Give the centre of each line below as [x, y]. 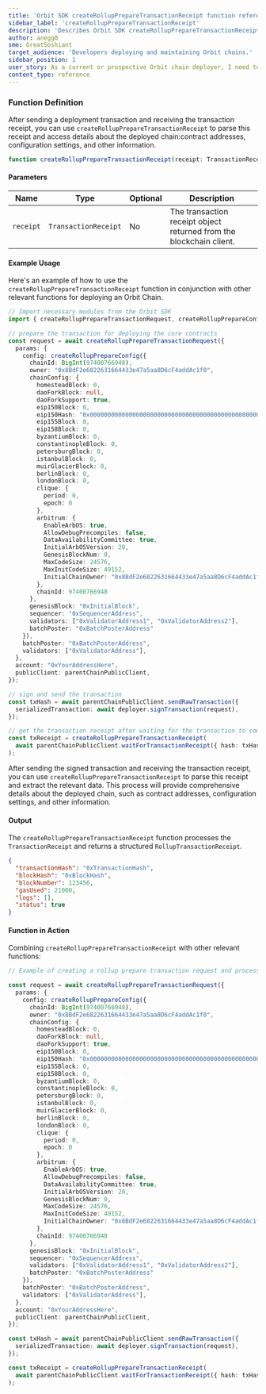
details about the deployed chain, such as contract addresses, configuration [133, 793]
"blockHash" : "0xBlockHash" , [63, 875]
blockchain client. [202, 241]
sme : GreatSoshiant [40, 45]
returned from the [203, 231]
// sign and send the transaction [65, 694]
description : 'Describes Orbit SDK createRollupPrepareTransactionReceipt [134, 30]
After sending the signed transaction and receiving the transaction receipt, [129, 768]
